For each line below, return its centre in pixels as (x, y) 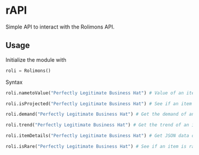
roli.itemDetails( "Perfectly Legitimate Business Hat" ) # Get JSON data (97, 136)
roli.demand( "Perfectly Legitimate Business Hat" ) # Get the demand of (96, 114)
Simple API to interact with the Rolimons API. (60, 27)
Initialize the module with (36, 59)
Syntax (14, 82)
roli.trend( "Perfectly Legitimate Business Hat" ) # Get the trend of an (97, 125)
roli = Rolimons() (28, 71)
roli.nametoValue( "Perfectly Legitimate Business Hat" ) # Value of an (95, 93)
